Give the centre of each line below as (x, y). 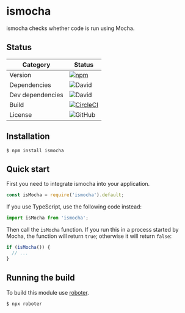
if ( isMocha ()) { (28, 248)
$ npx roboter (24, 304)
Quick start (28, 169)
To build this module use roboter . (48, 292)
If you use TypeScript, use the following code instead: (74, 207)
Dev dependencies (36, 95)
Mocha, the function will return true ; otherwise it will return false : (89, 236)
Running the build (41, 278)
